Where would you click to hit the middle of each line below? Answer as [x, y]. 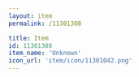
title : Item [28, 38]
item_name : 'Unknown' [45, 53]
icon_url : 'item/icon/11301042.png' [70, 61]
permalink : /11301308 [45, 24]
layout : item [30, 16]
